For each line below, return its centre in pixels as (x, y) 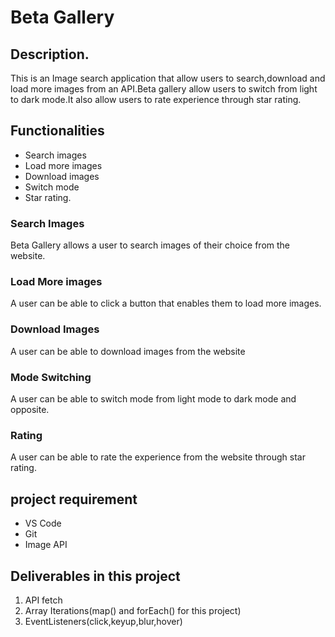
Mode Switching (51, 377)
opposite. (30, 409)
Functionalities (57, 131)
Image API (46, 545)
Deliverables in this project (95, 576)
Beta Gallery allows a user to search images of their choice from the (150, 245)
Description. (50, 54)
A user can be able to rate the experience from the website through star (158, 457)
